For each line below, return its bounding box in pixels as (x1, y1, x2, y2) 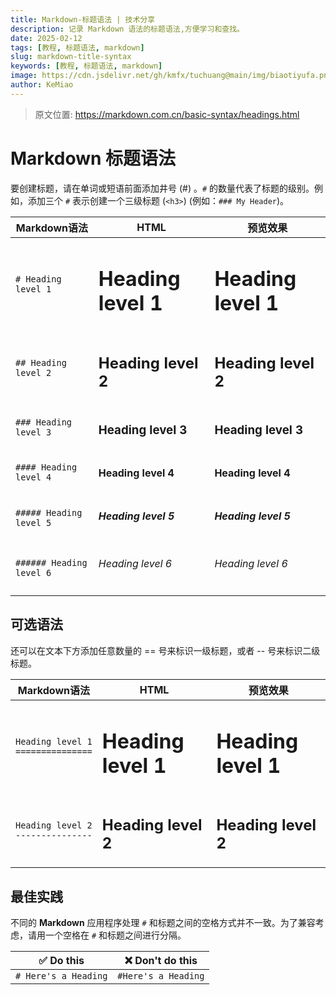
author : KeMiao (10, 80, 74, 90)
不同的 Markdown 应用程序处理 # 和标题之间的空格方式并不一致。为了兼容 (10, 917, 316, 929)
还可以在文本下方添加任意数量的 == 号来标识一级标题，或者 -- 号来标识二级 (10, 644, 321, 656)
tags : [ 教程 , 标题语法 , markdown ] (10, 42, 145, 53)
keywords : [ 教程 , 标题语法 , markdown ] (10, 61, 163, 71)
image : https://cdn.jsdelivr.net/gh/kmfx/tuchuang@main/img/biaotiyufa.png (10, 71, 333, 81)
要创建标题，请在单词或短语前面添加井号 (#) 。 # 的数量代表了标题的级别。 (10, 182, 315, 194)
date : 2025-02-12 (10, 33, 83, 43)
